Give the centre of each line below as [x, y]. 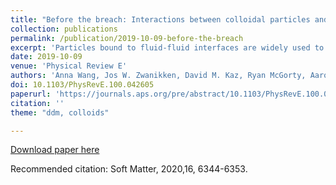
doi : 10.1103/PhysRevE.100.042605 [82, 85]
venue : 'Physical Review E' [69, 66]
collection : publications [64, 29]
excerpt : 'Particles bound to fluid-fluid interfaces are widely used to [167, 47]
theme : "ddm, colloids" [60, 112]
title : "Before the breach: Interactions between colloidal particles [160, 19]
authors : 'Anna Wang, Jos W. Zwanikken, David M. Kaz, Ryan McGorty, [158, 76]
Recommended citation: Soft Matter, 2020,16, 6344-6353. [129, 169]
